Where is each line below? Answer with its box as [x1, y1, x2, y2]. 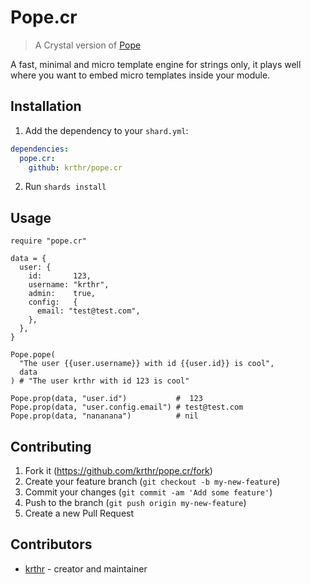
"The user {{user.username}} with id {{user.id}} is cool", [19, 359, 275, 369]
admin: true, [28, 289, 97, 299]
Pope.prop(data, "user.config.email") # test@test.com [10, 402, 244, 413]
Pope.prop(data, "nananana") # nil [10, 411, 199, 421]
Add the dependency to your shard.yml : [24, 124, 189, 136]
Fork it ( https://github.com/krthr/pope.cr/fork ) [24, 465, 213, 476]
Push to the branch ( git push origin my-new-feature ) [24, 497, 247, 508]
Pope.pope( [10, 350, 56, 360]
